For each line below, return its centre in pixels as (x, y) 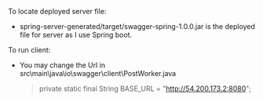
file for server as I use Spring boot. (76, 35)
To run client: (29, 50)
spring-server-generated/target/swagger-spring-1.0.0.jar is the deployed (137, 26)
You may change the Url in (62, 65)
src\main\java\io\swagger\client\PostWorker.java (98, 73)
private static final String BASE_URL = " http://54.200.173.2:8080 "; (145, 88)
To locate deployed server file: (57, 11)
